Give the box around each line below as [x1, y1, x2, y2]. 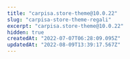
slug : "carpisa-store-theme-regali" [7, 16, 112, 23]
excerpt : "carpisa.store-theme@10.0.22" [7, 22, 125, 29]
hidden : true [7, 28, 44, 36]
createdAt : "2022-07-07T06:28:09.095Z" [7, 35, 121, 42]
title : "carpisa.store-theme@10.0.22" [7, 9, 118, 17]
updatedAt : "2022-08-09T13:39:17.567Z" [7, 41, 121, 48]
